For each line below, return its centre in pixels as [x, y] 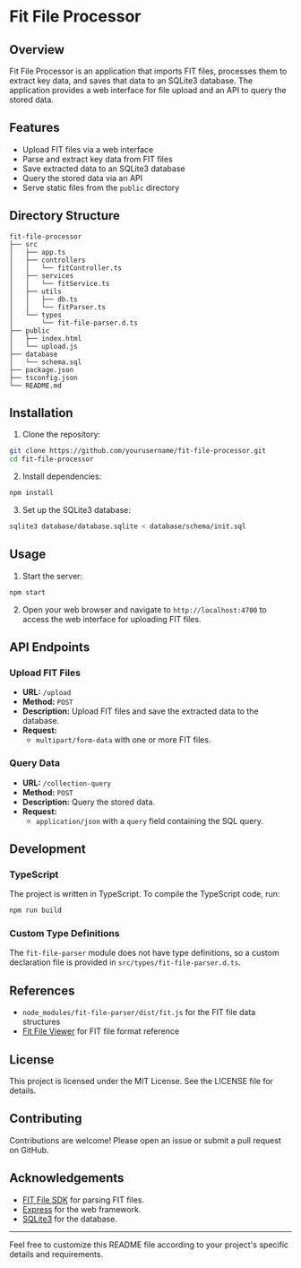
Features [34, 128]
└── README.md [36, 386]
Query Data [35, 763]
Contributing [46, 1119]
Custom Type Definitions [64, 934]
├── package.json [42, 369]
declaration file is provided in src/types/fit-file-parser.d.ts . [125, 962]
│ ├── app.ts [38, 252]
